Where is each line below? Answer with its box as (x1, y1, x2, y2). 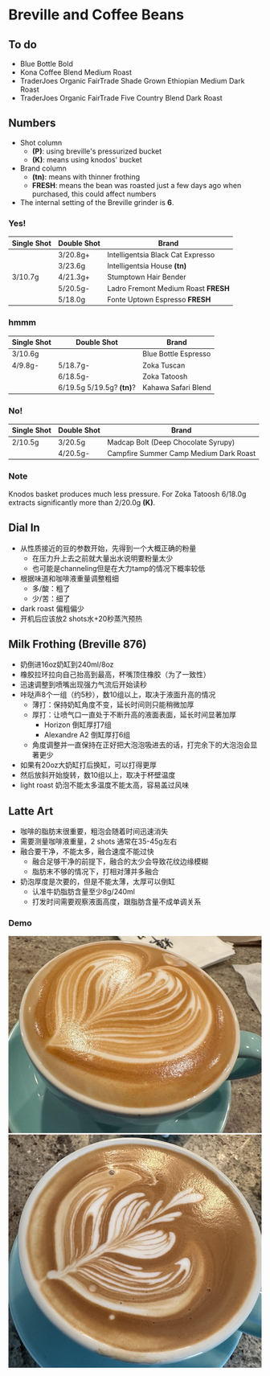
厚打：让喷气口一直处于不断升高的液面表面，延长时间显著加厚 (31, 710, 237, 720)
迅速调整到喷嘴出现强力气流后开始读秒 (19, 680, 147, 689)
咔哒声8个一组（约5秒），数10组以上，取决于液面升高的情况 (19, 690, 216, 700)
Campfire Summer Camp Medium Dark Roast (107, 448, 256, 458)
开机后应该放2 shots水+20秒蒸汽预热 (19, 614, 143, 623)
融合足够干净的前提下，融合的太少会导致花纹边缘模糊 (31, 856, 209, 866)
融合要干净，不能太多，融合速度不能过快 (19, 847, 154, 856)
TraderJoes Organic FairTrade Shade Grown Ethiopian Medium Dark (19, 76, 245, 85)
